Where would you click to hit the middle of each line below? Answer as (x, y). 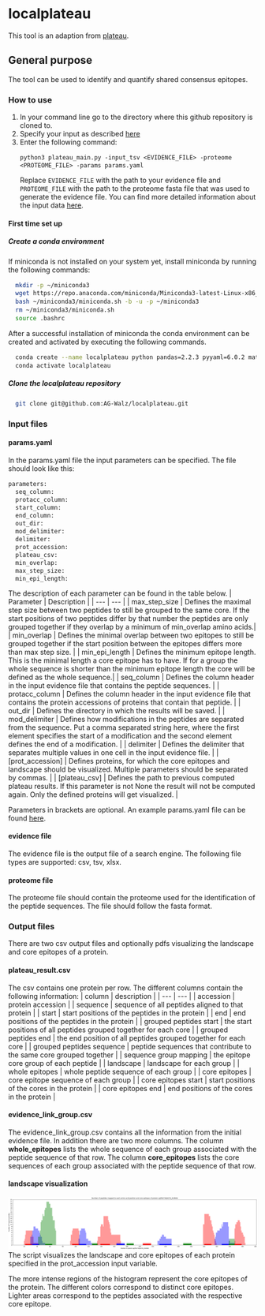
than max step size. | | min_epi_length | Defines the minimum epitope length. (132, 652)
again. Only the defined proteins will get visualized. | (93, 794)
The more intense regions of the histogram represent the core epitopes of (128, 1278)
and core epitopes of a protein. (58, 952)
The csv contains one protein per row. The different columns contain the (125, 988)
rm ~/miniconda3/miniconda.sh (65, 310)
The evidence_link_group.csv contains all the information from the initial (125, 1132)
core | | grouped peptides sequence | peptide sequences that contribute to (130, 1046)
